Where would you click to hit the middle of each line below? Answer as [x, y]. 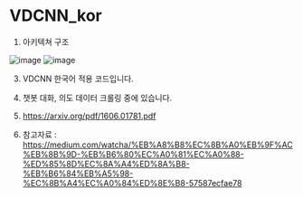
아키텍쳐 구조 [46, 42]
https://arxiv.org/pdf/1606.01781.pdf [89, 116]
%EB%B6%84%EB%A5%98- [78, 174]
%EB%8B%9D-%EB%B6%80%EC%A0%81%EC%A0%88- [133, 154]
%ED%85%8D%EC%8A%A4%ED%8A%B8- [106, 164]
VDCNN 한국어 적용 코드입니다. [78, 79]
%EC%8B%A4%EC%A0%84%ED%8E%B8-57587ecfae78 [132, 183]
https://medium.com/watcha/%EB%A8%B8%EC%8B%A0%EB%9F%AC [158, 145]
